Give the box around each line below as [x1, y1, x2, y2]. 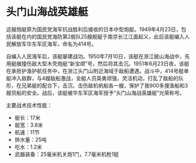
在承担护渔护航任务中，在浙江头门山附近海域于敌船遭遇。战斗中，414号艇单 [6, 67, 189, 74]
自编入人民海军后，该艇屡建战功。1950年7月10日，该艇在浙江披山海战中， [6, 53, 185, 60]
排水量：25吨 [14, 136, 47, 143]
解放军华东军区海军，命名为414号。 [11, 40, 97, 47]
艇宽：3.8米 [14, 121, 43, 129]
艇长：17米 [14, 114, 41, 121]
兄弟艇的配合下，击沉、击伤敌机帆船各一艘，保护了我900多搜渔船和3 [21, 82, 188, 89]
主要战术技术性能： [6, 102, 53, 109]
